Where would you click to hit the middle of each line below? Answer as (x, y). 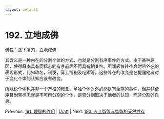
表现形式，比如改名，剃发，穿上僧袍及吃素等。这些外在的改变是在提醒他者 (80, 72)
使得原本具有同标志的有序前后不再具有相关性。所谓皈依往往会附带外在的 (86, 66)
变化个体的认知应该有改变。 (37, 78)
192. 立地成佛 (32, 35)
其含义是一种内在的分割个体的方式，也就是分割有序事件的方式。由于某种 (78, 60)
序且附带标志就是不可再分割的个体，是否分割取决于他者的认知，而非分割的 (80, 95)
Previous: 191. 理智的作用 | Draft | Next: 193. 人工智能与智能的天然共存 (75, 111)
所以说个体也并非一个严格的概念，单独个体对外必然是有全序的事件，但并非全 (82, 89)
